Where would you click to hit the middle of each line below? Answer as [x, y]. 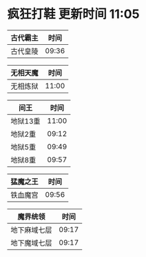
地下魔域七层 [32, 242]
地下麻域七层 [32, 230]
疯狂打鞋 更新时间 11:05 [73, 14]
